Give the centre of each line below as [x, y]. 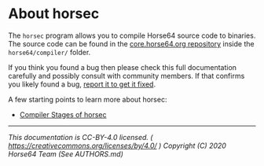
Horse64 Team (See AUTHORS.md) [66, 153]
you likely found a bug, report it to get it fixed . [82, 84]
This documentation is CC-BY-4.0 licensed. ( [81, 137]
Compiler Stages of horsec [63, 114]
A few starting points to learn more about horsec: [88, 99]
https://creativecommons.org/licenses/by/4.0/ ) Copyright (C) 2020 [117, 146]
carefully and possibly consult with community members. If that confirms [126, 76]
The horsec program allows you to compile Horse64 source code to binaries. [132, 35]
